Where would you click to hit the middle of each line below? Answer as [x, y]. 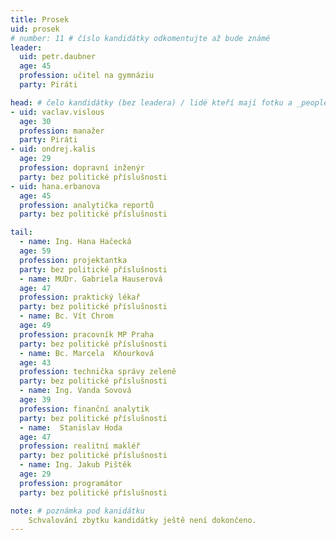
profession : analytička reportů [87, 205]
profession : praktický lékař [80, 297]
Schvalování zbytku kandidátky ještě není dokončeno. [142, 520]
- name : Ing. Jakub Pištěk [75, 465]
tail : [21, 232]
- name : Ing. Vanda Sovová [75, 391]
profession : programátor [71, 483]
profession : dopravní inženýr [82, 168]
